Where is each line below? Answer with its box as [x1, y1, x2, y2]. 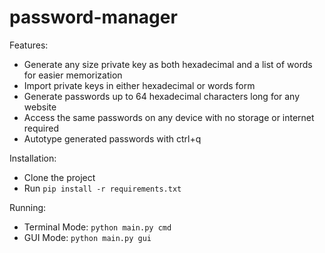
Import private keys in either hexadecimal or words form [23, 79, 256, 91]
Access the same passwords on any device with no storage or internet [23, 111, 315, 123]
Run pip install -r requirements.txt [23, 182, 182, 194]
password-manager [9, 6, 178, 29]
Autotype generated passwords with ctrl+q [23, 132, 202, 145]
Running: [9, 201, 47, 213]
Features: [9, 39, 49, 51]
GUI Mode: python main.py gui [23, 231, 152, 243]
